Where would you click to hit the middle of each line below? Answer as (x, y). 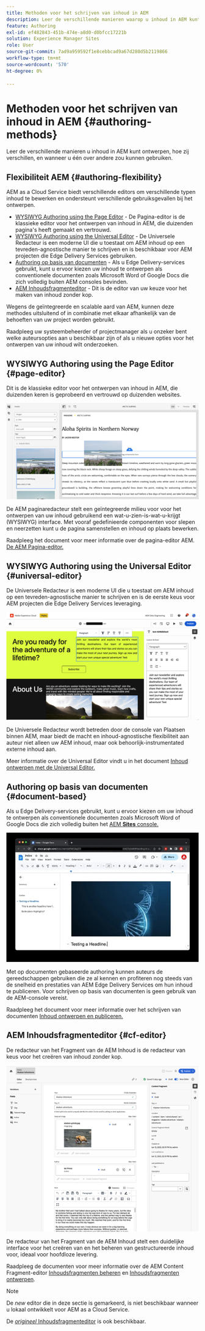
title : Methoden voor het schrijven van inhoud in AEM (77, 13)
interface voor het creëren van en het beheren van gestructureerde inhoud (100, 1248)
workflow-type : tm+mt (34, 58)
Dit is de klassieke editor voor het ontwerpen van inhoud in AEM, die (92, 388)
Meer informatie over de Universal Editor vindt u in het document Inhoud (97, 761)
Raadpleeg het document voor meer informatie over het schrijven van (94, 1010)
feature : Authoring (31, 26)
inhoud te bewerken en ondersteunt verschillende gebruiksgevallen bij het (99, 198)
